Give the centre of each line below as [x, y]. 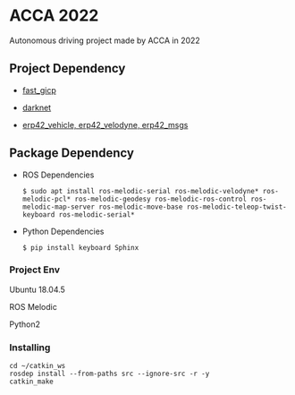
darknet [37, 107]
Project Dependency [67, 69]
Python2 [25, 324]
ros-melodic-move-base [140, 207]
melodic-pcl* [46, 199]
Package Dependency [72, 153]
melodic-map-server [59, 207]
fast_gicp [39, 90]
